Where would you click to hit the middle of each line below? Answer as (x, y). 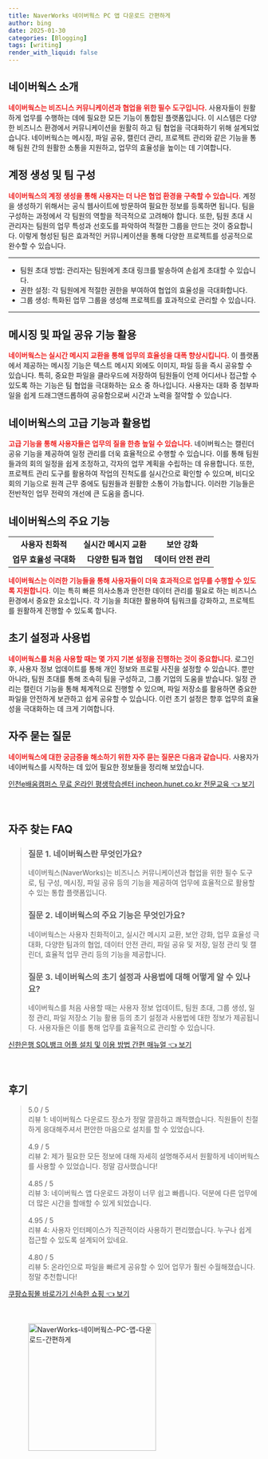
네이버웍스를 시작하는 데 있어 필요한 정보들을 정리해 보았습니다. (106, 767)
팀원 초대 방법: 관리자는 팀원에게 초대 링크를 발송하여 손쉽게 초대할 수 (127, 270)
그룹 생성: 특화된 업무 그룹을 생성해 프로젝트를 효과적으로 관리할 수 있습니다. (138, 300)
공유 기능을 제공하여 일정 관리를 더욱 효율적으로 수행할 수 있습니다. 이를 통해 (126, 454)
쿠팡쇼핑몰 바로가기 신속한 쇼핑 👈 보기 (69, 1293)
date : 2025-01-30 (37, 30)
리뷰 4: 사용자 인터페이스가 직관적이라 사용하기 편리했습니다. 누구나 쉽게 (140, 1229)
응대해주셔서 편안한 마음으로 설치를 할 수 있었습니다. (124, 1129)
